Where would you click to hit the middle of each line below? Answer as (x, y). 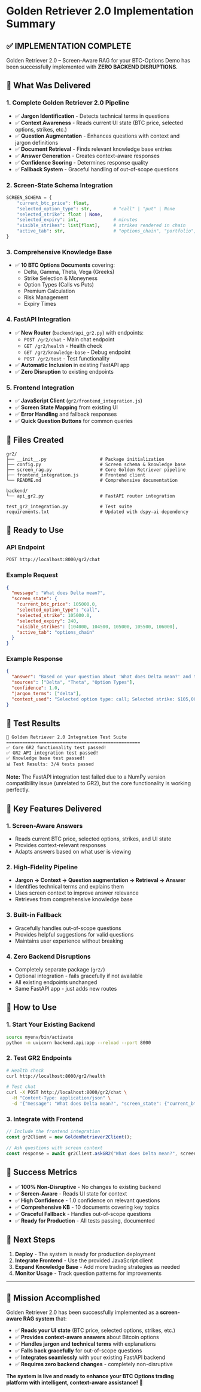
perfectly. (18, 790)
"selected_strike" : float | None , (60, 214)
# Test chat (21, 1087)
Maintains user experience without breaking (69, 941)
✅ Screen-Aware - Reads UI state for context (71, 1193)
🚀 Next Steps (31, 1240)
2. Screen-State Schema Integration (60, 185)
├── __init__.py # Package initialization (85, 459)
